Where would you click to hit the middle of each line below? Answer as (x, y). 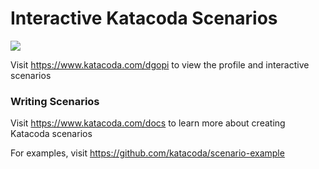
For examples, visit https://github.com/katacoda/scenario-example (147, 153)
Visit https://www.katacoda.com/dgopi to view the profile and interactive (160, 64)
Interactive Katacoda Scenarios (144, 18)
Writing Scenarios (55, 101)
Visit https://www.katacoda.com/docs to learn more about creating (148, 123)
